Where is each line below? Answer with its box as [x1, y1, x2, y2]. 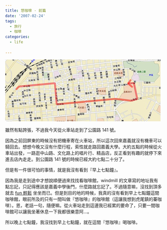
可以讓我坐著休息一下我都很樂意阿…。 [13, 209, 92, 215]
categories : [5, 34, 30, 39]
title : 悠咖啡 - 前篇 [5, 8, 46, 13]
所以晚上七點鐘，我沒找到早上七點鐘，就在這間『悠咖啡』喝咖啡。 [5, 219, 140, 225]
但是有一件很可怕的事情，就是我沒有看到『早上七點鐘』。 [5, 167, 121, 173]
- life [9, 40, 23, 45]
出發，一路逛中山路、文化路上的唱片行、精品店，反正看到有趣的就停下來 [13, 150, 162, 156]
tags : [5, 18, 16, 23]
